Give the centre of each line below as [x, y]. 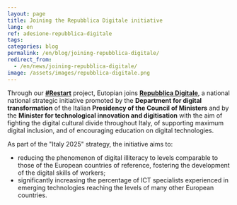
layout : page [27, 14]
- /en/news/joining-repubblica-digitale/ [76, 66]
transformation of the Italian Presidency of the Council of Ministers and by [118, 108]
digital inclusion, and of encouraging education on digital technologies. [111, 130]
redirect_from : [30, 60]
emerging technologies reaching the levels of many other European [116, 187]
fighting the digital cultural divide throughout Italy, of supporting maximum [116, 123]
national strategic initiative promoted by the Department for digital [105, 100]
